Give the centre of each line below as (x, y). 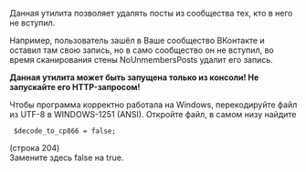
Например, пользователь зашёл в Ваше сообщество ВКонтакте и (137, 40)
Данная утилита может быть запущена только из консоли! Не (134, 77)
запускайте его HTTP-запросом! (75, 87)
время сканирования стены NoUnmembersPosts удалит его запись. (142, 60)
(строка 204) (35, 148)
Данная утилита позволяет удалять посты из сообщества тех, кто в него (151, 13)
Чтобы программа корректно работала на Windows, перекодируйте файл (153, 105)
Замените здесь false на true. (67, 157)
